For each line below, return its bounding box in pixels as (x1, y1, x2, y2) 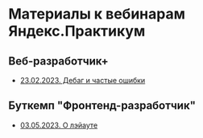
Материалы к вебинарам (8, 5, 185, 23)
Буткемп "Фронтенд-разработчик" (8, 98, 196, 113)
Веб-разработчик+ (8, 54, 109, 68)
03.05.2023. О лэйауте (19, 120, 98, 130)
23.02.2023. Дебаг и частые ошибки (19, 76, 146, 85)
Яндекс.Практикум (8, 22, 146, 40)
